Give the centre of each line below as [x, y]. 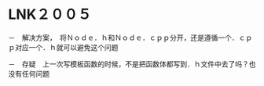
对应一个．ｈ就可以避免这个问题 [66, 47]
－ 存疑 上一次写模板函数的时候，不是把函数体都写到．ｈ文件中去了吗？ [128, 64]
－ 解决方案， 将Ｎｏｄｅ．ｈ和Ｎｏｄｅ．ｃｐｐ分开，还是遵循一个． [123, 38]
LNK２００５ [50, 14]
